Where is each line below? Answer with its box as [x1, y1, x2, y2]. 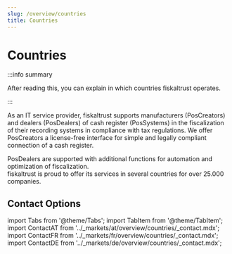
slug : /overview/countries [7, 10, 86, 18]
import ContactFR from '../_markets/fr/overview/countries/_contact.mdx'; [7, 231, 219, 240]
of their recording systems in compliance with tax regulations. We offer [7, 126, 213, 134]
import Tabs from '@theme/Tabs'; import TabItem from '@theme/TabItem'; [7, 216, 224, 225]
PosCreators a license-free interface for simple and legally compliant [7, 134, 207, 142]
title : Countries [7, 17, 58, 24]
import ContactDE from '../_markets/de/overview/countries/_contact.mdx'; [7, 239, 222, 247]
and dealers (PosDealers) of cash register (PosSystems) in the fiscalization [7, 119, 225, 127]
